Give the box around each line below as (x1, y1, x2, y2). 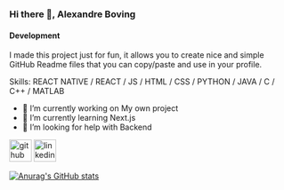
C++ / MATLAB (9, 86, 65, 97)
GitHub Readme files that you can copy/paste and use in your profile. (9, 59, 263, 70)
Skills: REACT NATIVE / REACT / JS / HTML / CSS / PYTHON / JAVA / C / (9, 76, 275, 87)
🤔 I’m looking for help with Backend (21, 122, 153, 132)
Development (9, 30, 61, 41)
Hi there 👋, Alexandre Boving (9, 8, 136, 20)
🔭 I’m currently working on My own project (21, 103, 179, 114)
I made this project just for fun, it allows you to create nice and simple (9, 50, 264, 60)
